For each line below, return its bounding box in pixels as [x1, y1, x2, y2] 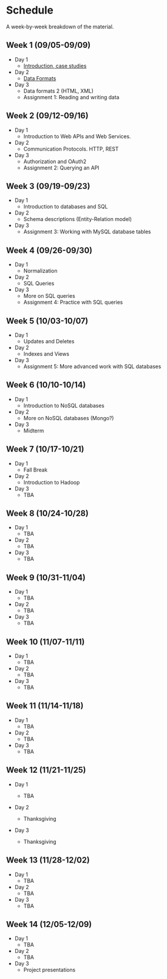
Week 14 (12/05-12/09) [6, 919, 92, 929]
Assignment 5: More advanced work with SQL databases [23, 363, 162, 370]
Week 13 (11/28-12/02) [6, 855, 90, 866]
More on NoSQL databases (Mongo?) [23, 414, 114, 421]
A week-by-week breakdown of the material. [6, 23, 114, 30]
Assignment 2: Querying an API [23, 164, 100, 171]
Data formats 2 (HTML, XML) [23, 87, 94, 95]
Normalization [23, 267, 58, 275]
